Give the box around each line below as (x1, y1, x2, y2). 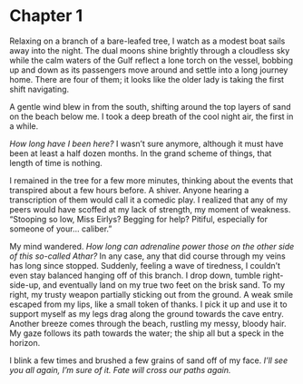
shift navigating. (9, 84, 70, 94)
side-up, (9, 279, 41, 290)
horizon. (9, 337, 41, 348)
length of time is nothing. (9, 157, 103, 168)
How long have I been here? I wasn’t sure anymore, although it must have (9, 138, 284, 149)
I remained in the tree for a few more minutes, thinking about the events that (9, 174, 293, 186)
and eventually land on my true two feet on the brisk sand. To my (42, 279, 286, 290)
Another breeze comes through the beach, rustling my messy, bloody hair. (9, 318, 287, 329)
